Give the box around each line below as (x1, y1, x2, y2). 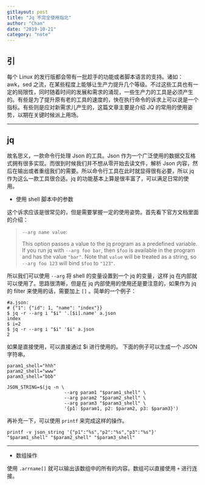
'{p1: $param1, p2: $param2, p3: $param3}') (64, 405, 179, 412)
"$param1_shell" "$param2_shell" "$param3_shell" (7, 434, 136, 440)
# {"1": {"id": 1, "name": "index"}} (7, 304, 103, 311)
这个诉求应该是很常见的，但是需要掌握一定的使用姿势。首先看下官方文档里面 (7, 208, 199, 215)
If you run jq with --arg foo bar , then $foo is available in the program (21, 246, 195, 254)
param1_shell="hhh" (7, 362, 57, 369)
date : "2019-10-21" (7, 26, 57, 32)
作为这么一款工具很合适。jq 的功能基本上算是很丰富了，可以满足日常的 (7, 174, 184, 182)
